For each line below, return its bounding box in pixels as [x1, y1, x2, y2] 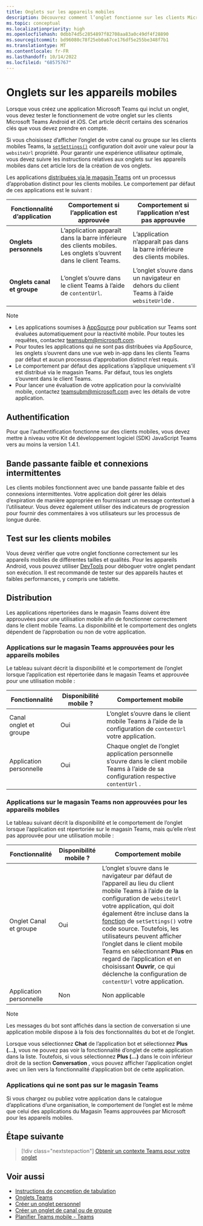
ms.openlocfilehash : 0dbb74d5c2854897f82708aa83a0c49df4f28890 [6, 31, 169, 37]
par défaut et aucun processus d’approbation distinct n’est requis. [14, 356, 179, 363]
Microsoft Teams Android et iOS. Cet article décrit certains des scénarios [6, 118, 188, 126]
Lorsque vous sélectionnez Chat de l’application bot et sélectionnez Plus [6, 1040, 188, 1048]
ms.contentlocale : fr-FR [6, 48, 69, 54]
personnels [9, 245, 43, 254]
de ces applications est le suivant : [6, 187, 92, 194]
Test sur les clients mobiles [6, 533, 112, 544]
